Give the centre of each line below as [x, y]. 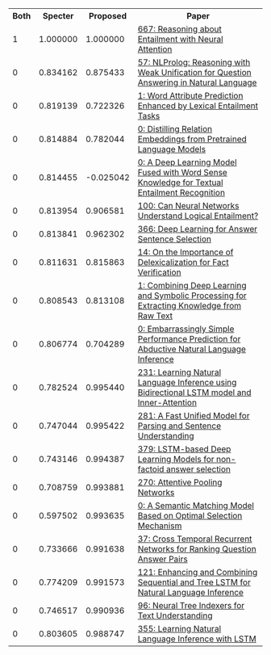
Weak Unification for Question [194, 72]
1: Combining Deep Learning [192, 286]
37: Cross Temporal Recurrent [195, 539]
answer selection [198, 469]
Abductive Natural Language [192, 349]
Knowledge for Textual [180, 183]
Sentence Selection [175, 239]
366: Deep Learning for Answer [198, 229]
